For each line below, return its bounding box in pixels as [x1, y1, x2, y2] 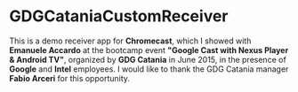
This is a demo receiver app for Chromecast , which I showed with [9, 35, 252, 46]
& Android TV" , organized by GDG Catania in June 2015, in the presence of [9, 54, 286, 65]
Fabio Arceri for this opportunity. [9, 73, 131, 83]
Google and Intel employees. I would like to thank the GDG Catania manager [9, 64, 289, 74]
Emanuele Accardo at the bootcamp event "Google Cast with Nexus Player [9, 44, 289, 55]
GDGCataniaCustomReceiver [9, 6, 229, 27]
